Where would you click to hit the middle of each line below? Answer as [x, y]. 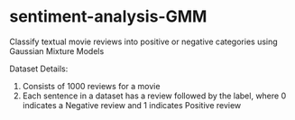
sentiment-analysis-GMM [108, 17]
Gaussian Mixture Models [57, 51]
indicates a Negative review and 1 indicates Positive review [132, 105]
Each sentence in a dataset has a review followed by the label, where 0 [154, 96]
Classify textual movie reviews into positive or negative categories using [143, 42]
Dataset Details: [39, 69]
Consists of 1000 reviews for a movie [91, 86]
